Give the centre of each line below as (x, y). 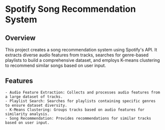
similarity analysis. (27, 114)
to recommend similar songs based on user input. (56, 65)
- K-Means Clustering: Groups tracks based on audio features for (75, 110)
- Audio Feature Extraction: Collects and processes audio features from (83, 92)
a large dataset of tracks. (34, 97)
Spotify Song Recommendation (70, 9)
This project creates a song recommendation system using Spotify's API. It (81, 50)
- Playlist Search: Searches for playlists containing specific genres (80, 101)
